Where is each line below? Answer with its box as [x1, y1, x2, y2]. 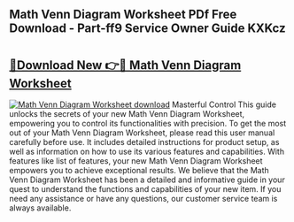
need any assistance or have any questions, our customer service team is [9, 194, 278, 203]
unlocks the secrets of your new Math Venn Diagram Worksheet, [9, 109, 245, 119]
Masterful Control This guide [172, 99, 277, 110]
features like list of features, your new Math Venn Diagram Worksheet [9, 156, 263, 166]
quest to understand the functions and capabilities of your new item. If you [9, 184, 282, 194]
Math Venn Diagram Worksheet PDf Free [9, 7, 237, 22]
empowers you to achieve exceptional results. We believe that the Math [9, 165, 270, 175]
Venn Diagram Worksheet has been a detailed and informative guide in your [9, 174, 285, 185]
